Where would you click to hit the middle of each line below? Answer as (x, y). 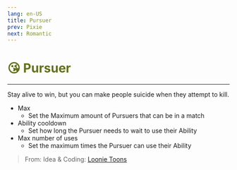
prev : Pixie (25, 27)
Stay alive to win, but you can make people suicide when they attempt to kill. (118, 95)
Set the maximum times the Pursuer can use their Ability (110, 146)
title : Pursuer (30, 20)
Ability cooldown (42, 123)
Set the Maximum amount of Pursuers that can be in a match (116, 116)
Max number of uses (48, 138)
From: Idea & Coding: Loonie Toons (75, 159)
